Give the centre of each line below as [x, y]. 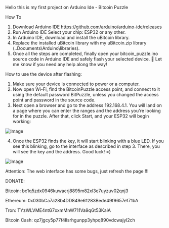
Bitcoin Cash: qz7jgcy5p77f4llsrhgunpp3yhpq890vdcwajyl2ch [70, 220]
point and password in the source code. [54, 100]
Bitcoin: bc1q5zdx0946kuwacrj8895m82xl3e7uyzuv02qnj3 [67, 191]
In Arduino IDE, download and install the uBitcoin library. [71, 38]
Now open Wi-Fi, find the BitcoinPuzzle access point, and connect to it [86, 89]
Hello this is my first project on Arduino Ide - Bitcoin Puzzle [67, 7]
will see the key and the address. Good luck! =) [62, 152]
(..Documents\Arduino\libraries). [46, 48]
